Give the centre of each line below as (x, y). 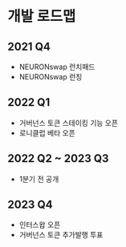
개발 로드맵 (42, 16)
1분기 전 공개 (39, 179)
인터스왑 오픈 (40, 225)
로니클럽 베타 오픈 (47, 132)
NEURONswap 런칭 (51, 77)
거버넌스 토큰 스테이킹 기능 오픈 (68, 123)
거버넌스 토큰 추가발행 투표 (61, 235)
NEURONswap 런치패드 (57, 67)
